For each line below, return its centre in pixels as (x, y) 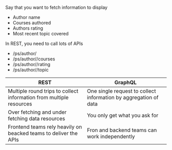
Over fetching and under (37, 112)
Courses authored (32, 23)
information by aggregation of (123, 98)
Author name (26, 17)
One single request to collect (121, 91)
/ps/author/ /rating (31, 64)
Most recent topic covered (41, 34)
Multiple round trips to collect (43, 91)
